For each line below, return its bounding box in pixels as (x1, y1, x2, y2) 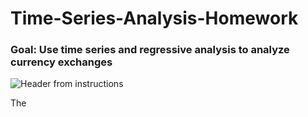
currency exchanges (10, 55, 113, 69)
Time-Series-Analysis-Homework (10, 7, 299, 30)
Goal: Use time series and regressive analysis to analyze (10, 43, 290, 57)
